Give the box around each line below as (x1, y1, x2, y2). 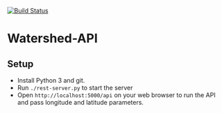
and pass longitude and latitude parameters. (17, 99, 144, 106)
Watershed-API (7, 31, 99, 46)
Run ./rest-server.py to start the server (17, 83, 133, 92)
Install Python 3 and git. (17, 76, 85, 84)
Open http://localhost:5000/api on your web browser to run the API (17, 91, 216, 99)
